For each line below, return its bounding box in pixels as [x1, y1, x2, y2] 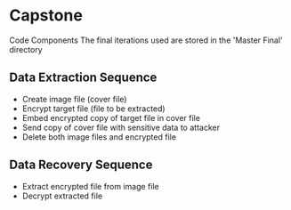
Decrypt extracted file [21, 190, 103, 201]
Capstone [9, 5, 83, 26]
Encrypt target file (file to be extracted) [21, 103, 166, 114]
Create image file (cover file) [21, 93, 127, 104]
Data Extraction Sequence [9, 70, 158, 85]
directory [9, 44, 43, 54]
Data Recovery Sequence [9, 157, 153, 173]
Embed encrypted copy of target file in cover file [21, 112, 200, 123]
